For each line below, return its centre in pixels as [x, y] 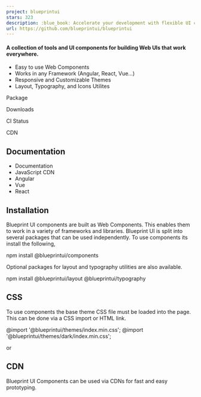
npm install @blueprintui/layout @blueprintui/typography [76, 278]
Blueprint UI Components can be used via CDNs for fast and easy [87, 381]
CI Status [17, 121]
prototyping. [22, 387]
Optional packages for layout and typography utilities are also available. [94, 267]
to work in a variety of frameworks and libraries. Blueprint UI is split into [95, 231]
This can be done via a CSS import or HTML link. [66, 318]
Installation [28, 210]
